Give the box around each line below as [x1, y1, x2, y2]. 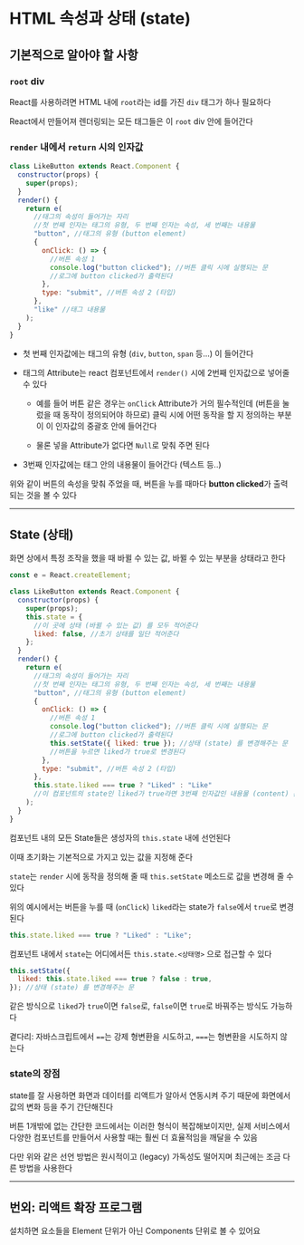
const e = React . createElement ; [9, 571, 131, 580]
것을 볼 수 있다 [25, 489, 77, 500]
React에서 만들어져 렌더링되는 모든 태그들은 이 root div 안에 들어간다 [9, 115, 253, 127]
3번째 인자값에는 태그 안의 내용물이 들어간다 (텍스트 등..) [22, 458, 222, 469]
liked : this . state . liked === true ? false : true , [17, 975, 213, 984]
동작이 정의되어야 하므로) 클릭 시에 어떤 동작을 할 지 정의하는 [62, 409, 276, 420]
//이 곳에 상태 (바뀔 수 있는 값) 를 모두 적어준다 [33, 621, 198, 630]
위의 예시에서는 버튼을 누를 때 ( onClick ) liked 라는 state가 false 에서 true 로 [9, 901, 278, 912]
